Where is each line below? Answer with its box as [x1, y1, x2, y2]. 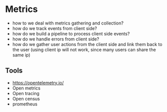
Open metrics [12, 85, 41, 91]
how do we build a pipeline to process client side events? [12, 30, 130, 36]
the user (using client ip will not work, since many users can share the [12, 46, 156, 52]
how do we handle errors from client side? [12, 36, 100, 42]
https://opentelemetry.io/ [12, 79, 64, 85]
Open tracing [12, 90, 40, 96]
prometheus [12, 101, 37, 107]
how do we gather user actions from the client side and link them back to [12, 41, 163, 47]
